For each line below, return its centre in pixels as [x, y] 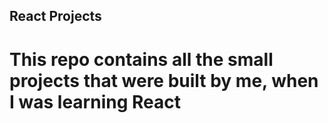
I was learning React [95, 101]
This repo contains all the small [141, 59]
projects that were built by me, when [164, 80]
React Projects [55, 16]
